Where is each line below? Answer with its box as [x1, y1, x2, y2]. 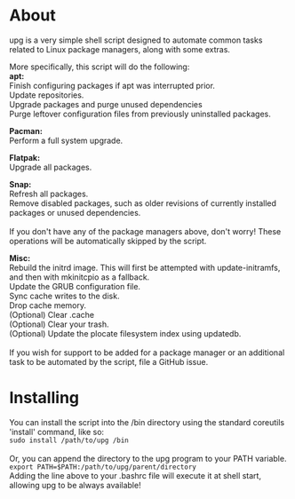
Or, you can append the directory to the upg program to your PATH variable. [9, 453, 287, 463]
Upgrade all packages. [9, 162, 92, 172]
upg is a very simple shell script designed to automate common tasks [9, 35, 263, 45]
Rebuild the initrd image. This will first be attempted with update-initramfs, [9, 262, 281, 273]
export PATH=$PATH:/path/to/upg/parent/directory [9, 463, 197, 471]
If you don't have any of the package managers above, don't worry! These [9, 226, 282, 236]
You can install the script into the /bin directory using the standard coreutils [9, 416, 285, 427]
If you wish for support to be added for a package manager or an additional [9, 347, 285, 358]
